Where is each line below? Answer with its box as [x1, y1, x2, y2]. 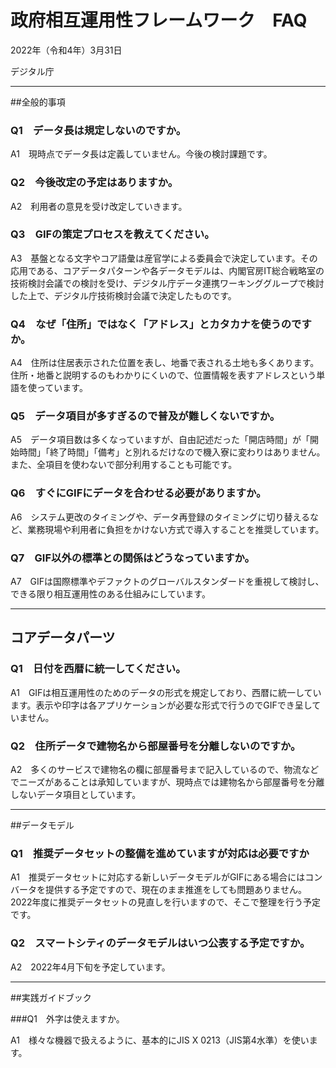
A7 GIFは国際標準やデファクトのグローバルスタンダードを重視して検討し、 [10, 576, 325, 588]
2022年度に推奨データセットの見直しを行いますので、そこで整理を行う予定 [10, 896, 321, 908]
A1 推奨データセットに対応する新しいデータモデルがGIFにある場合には [10, 871, 306, 883]
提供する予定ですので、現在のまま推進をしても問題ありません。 [44, 884, 307, 896]
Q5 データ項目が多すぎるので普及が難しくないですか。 [10, 409, 281, 423]
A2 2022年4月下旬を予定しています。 [10, 961, 171, 973]
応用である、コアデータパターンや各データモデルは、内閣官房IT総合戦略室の [10, 264, 325, 276]
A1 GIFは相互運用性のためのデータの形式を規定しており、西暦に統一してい [10, 686, 322, 698]
